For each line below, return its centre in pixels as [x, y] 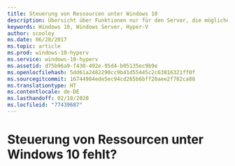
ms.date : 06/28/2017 [37, 40]
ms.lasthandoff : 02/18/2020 [48, 99]
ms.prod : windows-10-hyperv [48, 53]
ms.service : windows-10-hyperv [53, 60]
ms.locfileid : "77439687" [45, 105]
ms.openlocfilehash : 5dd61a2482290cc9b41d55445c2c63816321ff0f [101, 72]
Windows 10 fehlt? [62, 154]
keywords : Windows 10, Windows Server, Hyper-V [78, 27]
